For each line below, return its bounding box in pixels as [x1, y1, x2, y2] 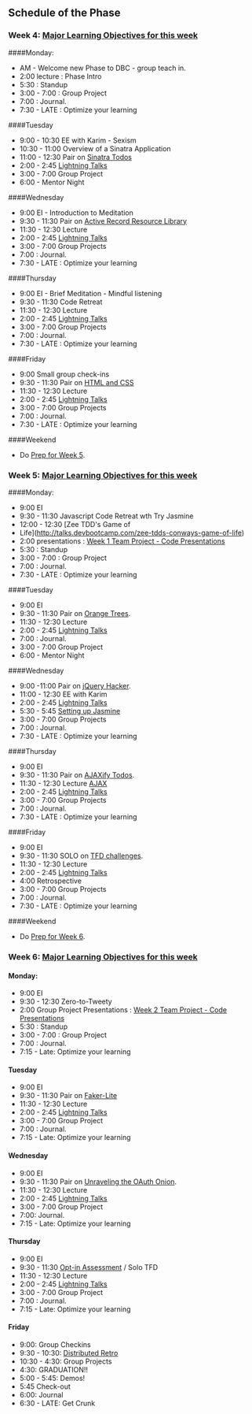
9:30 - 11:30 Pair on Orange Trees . [19, 608, 131, 618]
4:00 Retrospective [19, 876, 82, 885]
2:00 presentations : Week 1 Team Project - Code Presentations [19, 536, 225, 546]
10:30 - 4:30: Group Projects [19, 1356, 112, 1366]
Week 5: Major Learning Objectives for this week [8, 469, 198, 481]
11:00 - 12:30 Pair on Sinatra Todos [19, 152, 132, 161]
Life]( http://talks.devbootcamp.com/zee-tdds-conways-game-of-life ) [19, 528, 245, 537]
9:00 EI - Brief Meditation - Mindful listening [19, 288, 163, 298]
